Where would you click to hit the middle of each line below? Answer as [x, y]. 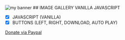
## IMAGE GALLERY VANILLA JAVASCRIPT [77, 8]
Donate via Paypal [23, 32]
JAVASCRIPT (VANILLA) [36, 17]
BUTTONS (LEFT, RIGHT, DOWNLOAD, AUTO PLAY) [65, 23]
